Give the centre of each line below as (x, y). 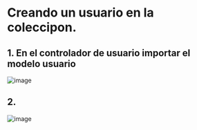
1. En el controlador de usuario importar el (99, 53)
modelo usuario (41, 64)
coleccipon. (42, 27)
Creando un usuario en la (81, 13)
